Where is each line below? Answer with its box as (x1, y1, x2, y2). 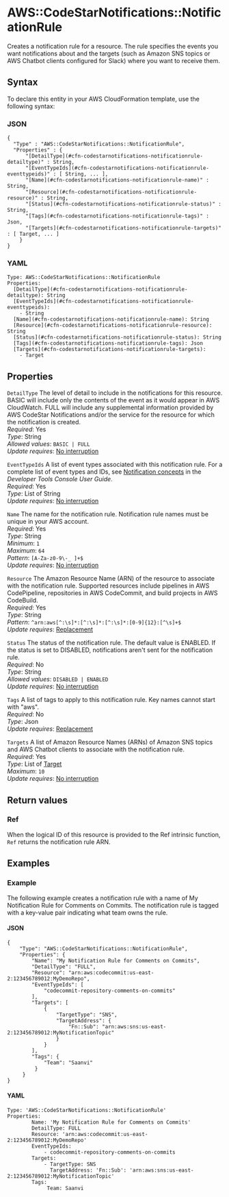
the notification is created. (7, 418, 81, 426)
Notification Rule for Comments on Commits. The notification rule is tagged (7, 901, 219, 909)
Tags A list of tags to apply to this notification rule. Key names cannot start (7, 696, 215, 704)
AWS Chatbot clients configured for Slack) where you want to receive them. (7, 56, 221, 64)
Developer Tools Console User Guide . (7, 475, 113, 483)
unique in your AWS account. (7, 518, 89, 526)
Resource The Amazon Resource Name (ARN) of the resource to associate (7, 575, 215, 583)
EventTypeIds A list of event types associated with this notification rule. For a (7, 461, 223, 469)
